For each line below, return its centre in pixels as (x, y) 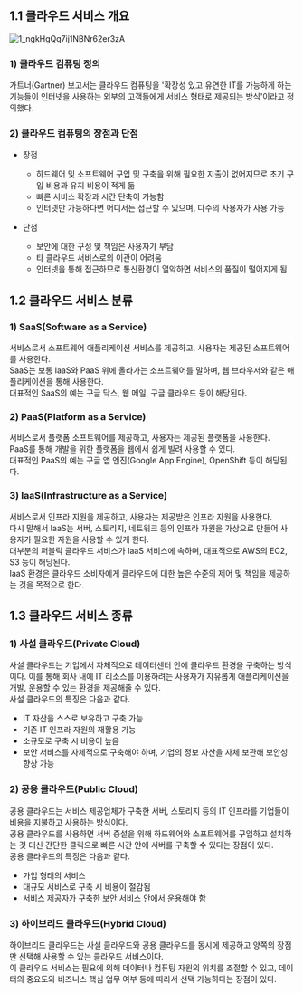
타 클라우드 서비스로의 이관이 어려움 (99, 258)
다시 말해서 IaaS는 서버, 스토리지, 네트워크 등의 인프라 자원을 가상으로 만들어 (144, 528)
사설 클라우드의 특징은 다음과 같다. (70, 699)
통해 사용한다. (80, 382)
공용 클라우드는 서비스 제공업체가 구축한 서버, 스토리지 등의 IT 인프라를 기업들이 (149, 811)
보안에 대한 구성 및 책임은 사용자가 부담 (105, 246)
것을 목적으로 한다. (51, 584)
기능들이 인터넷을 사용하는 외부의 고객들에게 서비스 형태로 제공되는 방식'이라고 (147, 97)
